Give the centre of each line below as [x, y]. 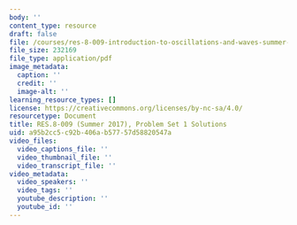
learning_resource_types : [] [63, 100]
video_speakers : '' [53, 182]
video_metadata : [39, 174]
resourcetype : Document [53, 116]
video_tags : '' [45, 190]
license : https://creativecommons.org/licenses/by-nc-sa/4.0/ [126, 108]
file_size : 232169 [43, 50]
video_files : [33, 141]
